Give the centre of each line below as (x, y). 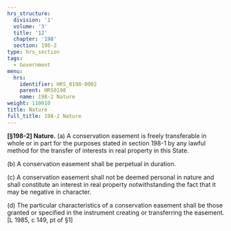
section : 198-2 (35, 46)
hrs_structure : (29, 13)
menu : (15, 71)
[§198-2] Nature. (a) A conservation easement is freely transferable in (107, 136)
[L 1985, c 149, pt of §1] (40, 220)
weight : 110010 (29, 103)
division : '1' (33, 20)
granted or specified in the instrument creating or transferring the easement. (116, 212)
